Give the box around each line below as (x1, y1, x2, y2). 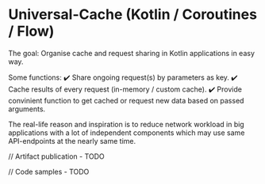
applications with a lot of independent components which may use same (8, 128, 245, 137)
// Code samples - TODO (8, 167, 90, 176)
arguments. (8, 104, 46, 114)
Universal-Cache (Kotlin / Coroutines (8, 6, 258, 24)
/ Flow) (8, 22, 55, 40)
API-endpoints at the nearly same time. (8, 136, 136, 145)
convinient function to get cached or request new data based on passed (8, 96, 244, 105)
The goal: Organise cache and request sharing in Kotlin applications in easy (8, 48, 255, 58)
